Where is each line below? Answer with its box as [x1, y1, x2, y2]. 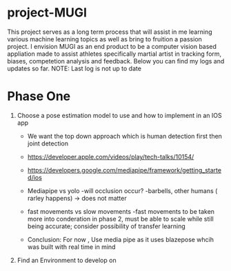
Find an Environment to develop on [17, 256, 117, 264]
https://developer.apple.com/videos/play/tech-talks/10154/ [27, 152, 194, 161]
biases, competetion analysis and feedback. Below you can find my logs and [7, 57, 225, 65]
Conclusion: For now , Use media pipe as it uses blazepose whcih [27, 235, 214, 243]
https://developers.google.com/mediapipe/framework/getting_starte [27, 165, 222, 174]
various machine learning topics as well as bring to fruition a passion [7, 34, 202, 43]
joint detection [27, 139, 69, 148]
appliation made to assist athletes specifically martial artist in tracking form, [7, 50, 222, 58]
